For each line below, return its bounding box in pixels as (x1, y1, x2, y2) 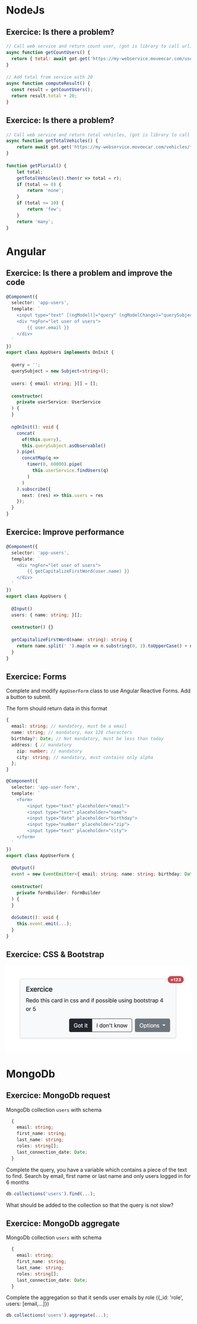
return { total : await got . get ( (11, 55, 91, 62)
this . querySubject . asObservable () (21, 443, 107, 449)
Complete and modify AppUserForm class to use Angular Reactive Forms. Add (6, 687, 191, 695)
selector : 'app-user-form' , (11, 784, 80, 791)
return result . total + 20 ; (11, 93, 77, 99)
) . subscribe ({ (16, 486, 51, 492)
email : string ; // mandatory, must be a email (11, 724, 127, 729)
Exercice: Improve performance (6, 527, 124, 537)
